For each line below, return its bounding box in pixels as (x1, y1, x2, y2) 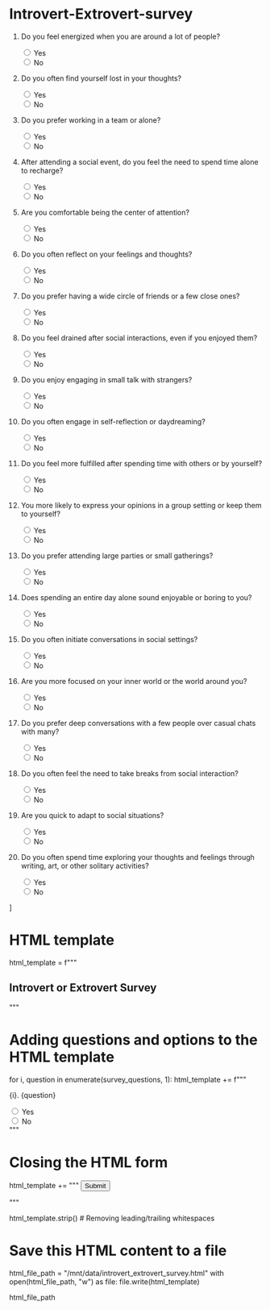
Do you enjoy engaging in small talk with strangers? (20, 374, 193, 384)
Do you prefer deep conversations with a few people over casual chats (20, 718, 256, 728)
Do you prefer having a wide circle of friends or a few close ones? (20, 291, 240, 301)
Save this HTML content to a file (9, 1241, 227, 1259)
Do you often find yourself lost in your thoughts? (20, 73, 182, 83)
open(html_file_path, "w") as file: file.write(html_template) (9, 1276, 200, 1287)
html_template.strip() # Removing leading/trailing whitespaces (9, 1213, 215, 1223)
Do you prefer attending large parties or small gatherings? (20, 550, 214, 561)
